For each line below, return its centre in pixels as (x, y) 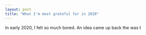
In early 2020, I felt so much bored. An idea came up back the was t (73, 27)
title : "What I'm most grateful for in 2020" (52, 14)
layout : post (18, 9)
